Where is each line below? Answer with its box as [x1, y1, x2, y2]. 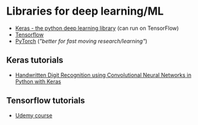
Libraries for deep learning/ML [6, 4, 164, 18]
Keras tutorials [6, 55, 64, 65]
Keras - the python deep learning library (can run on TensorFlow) [15, 24, 179, 32]
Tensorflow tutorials [6, 96, 85, 106]
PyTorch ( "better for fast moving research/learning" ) [15, 37, 147, 45]
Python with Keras [15, 77, 62, 85]
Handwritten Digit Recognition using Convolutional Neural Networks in [15, 71, 192, 79]
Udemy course [15, 112, 53, 119]
